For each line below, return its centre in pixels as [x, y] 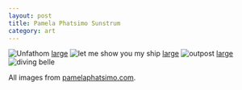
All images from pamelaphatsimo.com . [72, 78]
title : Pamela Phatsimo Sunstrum [65, 23]
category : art [32, 31]
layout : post [30, 16]
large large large [142, 54]
